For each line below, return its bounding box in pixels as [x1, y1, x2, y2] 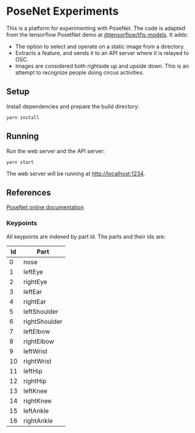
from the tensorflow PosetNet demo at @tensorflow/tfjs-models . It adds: [6, 31, 188, 38]
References [6, 187, 51, 198]
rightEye [23, 277, 48, 286]
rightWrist [23, 357, 52, 365]
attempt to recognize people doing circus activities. [15, 68, 144, 76]
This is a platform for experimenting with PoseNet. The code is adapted [6, 24, 186, 32]
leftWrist [23, 347, 48, 355]
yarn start [6, 159, 34, 166]
